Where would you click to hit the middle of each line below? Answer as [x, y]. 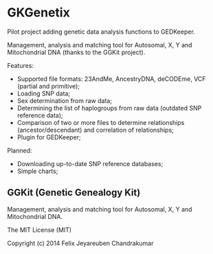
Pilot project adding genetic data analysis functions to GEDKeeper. [101, 32]
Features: [21, 65]
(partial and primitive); [48, 86]
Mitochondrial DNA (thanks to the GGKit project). [76, 52]
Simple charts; [37, 171]
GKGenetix [38, 13]
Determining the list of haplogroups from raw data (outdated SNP [109, 108]
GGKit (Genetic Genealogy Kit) [74, 193]
